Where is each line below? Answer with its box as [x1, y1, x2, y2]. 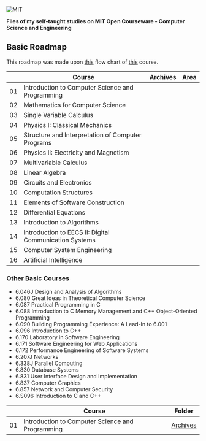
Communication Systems [23, 236, 96, 244]
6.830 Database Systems [15, 366, 79, 374]
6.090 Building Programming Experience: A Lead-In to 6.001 [15, 321, 167, 328]
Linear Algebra [23, 168, 66, 177]
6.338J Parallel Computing [15, 359, 83, 367]
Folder [174, 407, 194, 415]
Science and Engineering [6, 25, 72, 31]
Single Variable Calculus [23, 110, 94, 119]
